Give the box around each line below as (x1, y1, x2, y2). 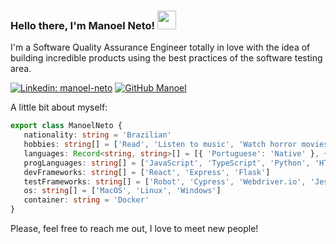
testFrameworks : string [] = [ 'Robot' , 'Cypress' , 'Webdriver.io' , (23, 176, 307, 187)
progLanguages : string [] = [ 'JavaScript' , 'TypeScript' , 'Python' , (23, 158, 311, 168)
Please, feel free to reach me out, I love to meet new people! (10, 223, 259, 235)
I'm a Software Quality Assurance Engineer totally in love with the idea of (10, 41, 311, 54)
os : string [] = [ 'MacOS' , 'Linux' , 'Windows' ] (23, 186, 222, 196)
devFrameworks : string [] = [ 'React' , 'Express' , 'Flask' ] (23, 167, 271, 177)
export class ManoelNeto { (10, 121, 123, 131)
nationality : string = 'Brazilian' (23, 130, 172, 140)
